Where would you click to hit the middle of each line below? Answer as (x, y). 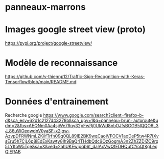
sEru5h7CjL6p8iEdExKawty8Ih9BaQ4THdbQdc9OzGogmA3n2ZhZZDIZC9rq (82, 141)
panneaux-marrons (45, 7)
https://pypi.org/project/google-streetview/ (48, 43)
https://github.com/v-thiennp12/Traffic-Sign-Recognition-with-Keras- (75, 77)
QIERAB (13, 152)
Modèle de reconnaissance (61, 63)
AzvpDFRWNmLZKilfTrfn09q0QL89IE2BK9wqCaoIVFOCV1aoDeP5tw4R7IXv (82, 136)
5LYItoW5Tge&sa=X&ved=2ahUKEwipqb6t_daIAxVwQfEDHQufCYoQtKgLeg (81, 146)
